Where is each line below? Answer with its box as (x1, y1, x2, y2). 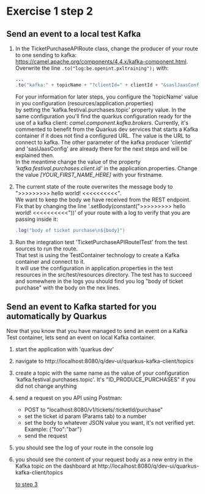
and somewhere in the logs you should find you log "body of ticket (15, 277, 184, 285)
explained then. (15, 151, 54, 159)
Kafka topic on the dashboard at (15, 462, 97, 470)
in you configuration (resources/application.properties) (15, 99, 154, 107)
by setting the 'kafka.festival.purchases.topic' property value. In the (15, 106, 186, 113)
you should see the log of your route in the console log (15, 444, 154, 451)
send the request (24, 432, 68, 440)
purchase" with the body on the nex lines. (15, 283, 121, 291)
